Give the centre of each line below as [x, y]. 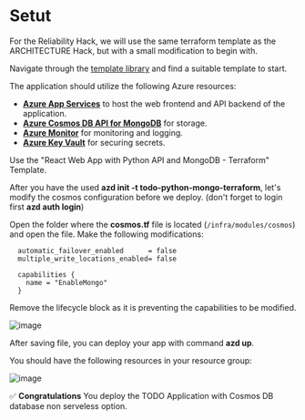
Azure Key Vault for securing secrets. [94, 142]
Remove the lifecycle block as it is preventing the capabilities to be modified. [153, 307]
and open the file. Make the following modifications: [107, 234]
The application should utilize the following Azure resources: [123, 86]
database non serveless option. [68, 405]
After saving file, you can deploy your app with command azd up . [132, 343]
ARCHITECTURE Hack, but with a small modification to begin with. [133, 50]
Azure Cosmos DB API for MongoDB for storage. [115, 123]
